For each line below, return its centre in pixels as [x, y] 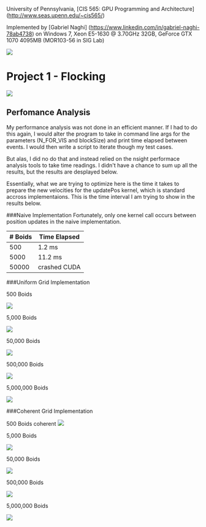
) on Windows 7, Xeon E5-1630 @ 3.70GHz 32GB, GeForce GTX [112, 34]
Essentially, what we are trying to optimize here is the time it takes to [93, 183]
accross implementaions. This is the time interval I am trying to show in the [101, 196]
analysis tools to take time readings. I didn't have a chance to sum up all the [102, 165]
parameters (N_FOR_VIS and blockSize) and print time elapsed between [97, 140]
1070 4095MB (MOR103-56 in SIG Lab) [55, 40]
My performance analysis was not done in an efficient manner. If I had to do [102, 127]
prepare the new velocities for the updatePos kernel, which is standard [96, 190]
